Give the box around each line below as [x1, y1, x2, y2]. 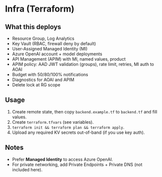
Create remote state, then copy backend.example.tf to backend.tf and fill [12, 109, 158, 114]
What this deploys [5, 23, 62, 31]
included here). [12, 166, 43, 173]
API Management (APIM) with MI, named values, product [12, 56, 126, 62]
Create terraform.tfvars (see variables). [12, 119, 94, 125]
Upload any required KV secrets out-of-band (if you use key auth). [12, 129, 145, 135]
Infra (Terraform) [5, 3, 75, 15]
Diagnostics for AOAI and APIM [12, 77, 74, 82]
